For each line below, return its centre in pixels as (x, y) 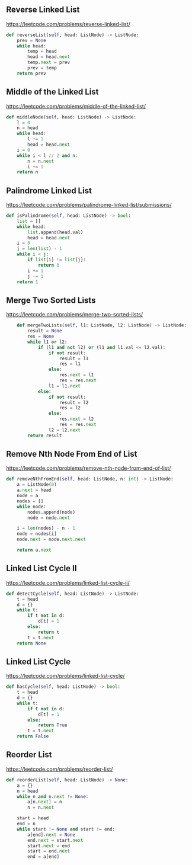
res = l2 (70, 408)
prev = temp (42, 68)
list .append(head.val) (55, 232)
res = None (41, 337)
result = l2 (74, 402)
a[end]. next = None (52, 835)
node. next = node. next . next (51, 539)
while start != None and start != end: (66, 829)
